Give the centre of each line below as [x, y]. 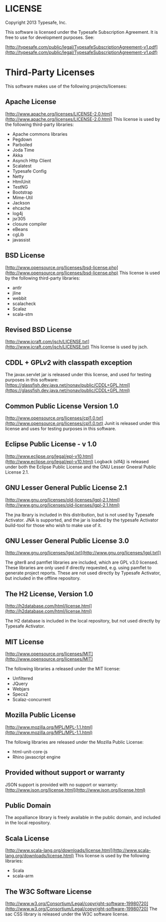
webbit [19, 298]
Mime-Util [23, 198]
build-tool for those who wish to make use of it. [53, 525]
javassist [21, 240]
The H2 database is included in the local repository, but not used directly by [83, 621]
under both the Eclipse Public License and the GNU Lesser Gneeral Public [81, 467]
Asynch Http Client [32, 160]
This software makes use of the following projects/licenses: [66, 86]
